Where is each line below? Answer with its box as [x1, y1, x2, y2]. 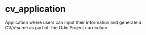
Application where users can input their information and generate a [5, 19, 142, 25]
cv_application [5, 3, 66, 15]
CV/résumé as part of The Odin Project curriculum [5, 24, 108, 30]
